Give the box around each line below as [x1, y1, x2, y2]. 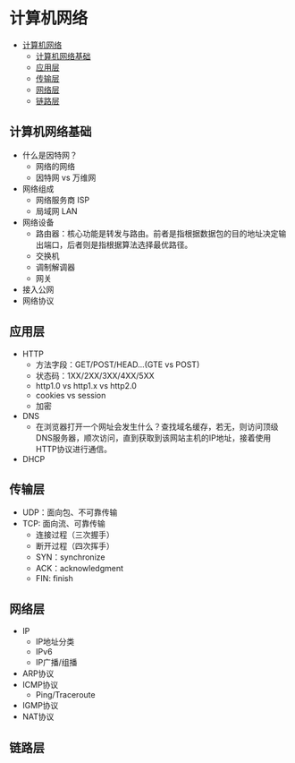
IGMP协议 [21, 700, 59, 711]
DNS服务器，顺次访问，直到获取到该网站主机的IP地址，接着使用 [35, 432, 271, 443]
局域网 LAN [35, 205, 78, 216]
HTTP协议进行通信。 [35, 443, 113, 454]
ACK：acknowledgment [35, 563, 123, 574]
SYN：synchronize [35, 552, 105, 562]
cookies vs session [35, 390, 106, 400]
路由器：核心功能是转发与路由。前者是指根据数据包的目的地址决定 [35, 227, 279, 238]
